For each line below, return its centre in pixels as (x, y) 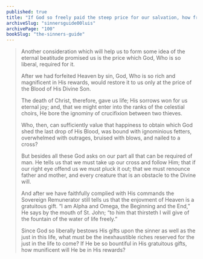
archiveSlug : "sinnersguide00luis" (51, 23)
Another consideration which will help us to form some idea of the (103, 51)
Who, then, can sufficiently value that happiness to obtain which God (107, 125)
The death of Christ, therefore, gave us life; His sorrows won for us (104, 101)
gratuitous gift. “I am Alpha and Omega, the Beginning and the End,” (105, 206)
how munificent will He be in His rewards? (73, 250)
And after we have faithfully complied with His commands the (98, 193)
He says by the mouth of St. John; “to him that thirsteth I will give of (105, 213)
